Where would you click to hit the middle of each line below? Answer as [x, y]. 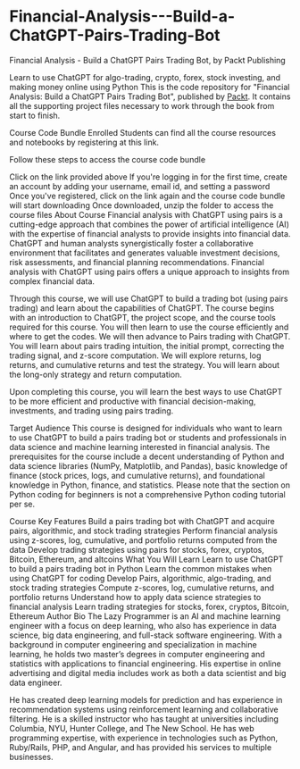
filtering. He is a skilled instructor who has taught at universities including [144, 719]
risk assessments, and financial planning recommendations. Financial [137, 262]
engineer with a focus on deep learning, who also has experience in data [143, 625]
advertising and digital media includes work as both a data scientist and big [148, 673]
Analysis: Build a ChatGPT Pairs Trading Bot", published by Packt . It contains [150, 96]
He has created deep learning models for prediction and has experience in [146, 699]
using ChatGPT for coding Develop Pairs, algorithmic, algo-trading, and [140, 578]
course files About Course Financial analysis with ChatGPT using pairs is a [146, 214]
